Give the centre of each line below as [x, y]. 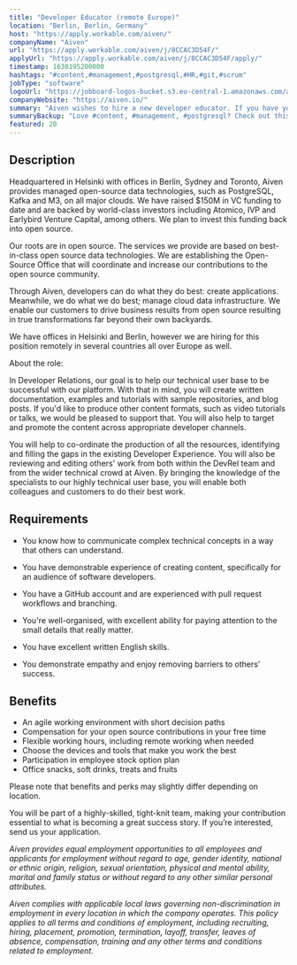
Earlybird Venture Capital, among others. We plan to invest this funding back [148, 219]
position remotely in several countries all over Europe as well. [121, 345]
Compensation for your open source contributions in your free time [144, 732]
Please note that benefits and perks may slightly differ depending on [134, 787]
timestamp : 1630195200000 [57, 67]
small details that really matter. [78, 629]
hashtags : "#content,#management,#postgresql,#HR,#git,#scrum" [128, 75]
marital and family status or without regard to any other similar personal [141, 877]
